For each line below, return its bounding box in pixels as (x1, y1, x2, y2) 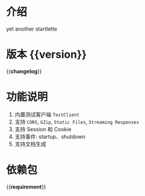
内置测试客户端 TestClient (14, 110, 80, 118)
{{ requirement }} (6, 183, 46, 190)
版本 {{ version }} (6, 48, 87, 61)
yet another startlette (6, 25, 57, 32)
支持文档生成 (14, 140, 46, 148)
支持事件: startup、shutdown (14, 133, 86, 140)
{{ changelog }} (6, 67, 43, 74)
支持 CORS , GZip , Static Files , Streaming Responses (14, 118, 139, 125)
